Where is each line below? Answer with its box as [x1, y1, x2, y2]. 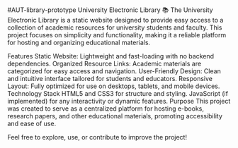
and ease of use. [7, 119, 57, 128]
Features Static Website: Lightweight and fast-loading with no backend [7, 52, 215, 60]
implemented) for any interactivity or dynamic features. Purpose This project [7, 97, 231, 105]
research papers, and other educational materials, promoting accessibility [7, 112, 223, 120]
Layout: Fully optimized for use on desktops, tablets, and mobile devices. [7, 82, 220, 90]
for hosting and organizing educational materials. [7, 38, 151, 47]
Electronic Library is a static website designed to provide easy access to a [7, 16, 224, 24]
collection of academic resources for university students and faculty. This [7, 23, 222, 32]
